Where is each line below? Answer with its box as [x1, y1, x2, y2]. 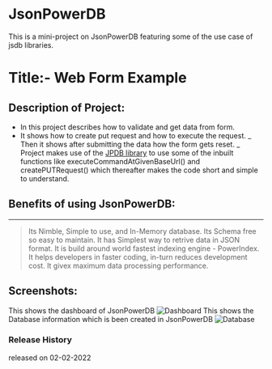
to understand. [19, 173, 70, 183]
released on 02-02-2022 [8, 353, 91, 363]
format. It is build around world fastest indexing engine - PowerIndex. [28, 244, 260, 253]
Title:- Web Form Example [8, 69, 188, 87]
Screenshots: [8, 284, 79, 298]
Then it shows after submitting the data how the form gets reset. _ [19, 139, 240, 149]
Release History [8, 334, 73, 346]
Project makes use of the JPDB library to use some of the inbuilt [19, 147, 234, 158]
